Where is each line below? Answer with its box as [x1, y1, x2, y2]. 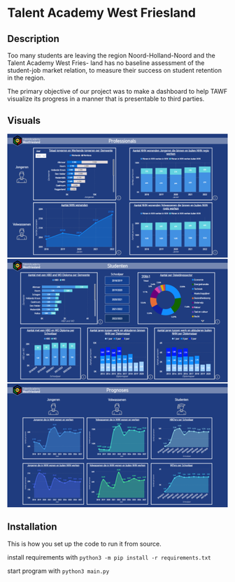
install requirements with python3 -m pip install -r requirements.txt [7, 553, 211, 561]
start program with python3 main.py [7, 567, 110, 575]
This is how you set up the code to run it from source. [7, 539, 162, 548]
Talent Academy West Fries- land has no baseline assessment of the [7, 59, 205, 67]
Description [7, 33, 59, 45]
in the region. [7, 73, 45, 82]
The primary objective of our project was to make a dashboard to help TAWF [7, 87, 228, 95]
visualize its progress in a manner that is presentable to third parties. [7, 94, 205, 103]
